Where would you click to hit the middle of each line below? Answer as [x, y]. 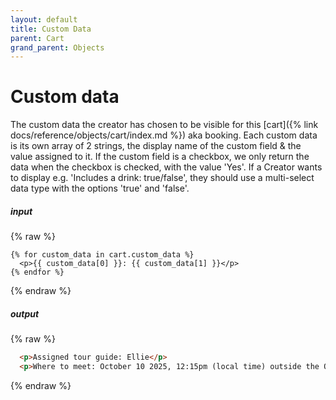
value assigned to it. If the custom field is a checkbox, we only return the [160, 157]
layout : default [44, 19]
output [25, 313]
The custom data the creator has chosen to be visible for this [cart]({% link [164, 125]
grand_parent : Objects [57, 47]
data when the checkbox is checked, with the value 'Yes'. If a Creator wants [166, 167]
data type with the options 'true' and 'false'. [100, 188]
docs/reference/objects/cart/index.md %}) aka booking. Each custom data [164, 135]
